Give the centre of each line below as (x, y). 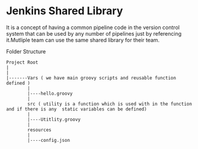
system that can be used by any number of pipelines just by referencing (94, 33)
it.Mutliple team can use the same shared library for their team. (83, 40)
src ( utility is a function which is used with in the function (110, 104)
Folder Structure (26, 51)
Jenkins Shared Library (65, 11)
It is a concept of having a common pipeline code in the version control (93, 27)
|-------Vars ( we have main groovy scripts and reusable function (91, 78)
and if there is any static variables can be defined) (76, 109)
